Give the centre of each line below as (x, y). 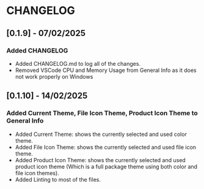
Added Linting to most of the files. (58, 179)
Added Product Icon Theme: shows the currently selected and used (100, 160)
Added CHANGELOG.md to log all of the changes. (78, 63)
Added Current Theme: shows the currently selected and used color (101, 134)
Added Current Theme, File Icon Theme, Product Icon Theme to (102, 113)
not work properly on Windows (54, 76)
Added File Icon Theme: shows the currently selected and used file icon (106, 147)
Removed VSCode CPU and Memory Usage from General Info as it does (106, 70)
